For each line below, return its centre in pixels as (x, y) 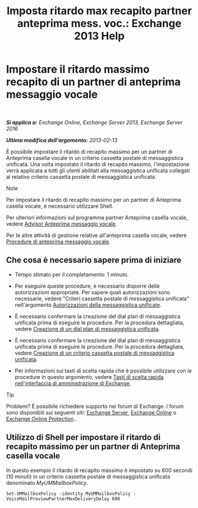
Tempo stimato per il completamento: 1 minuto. (72, 274)
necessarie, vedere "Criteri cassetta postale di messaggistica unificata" (102, 298)
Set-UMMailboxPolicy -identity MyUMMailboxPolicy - (71, 493)
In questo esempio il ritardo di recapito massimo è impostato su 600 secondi (99, 470)
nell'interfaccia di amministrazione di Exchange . (73, 383)
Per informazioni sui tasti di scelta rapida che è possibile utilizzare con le (103, 371)
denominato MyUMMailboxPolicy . (47, 483)
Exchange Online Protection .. (41, 419)
